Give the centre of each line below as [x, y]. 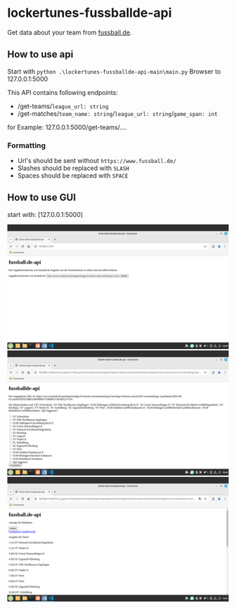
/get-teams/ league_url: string [63, 106]
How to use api [40, 54]
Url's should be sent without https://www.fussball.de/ [97, 161]
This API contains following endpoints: [63, 92]
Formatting [27, 145]
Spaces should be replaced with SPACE [73, 176]
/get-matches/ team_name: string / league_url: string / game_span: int [117, 113]
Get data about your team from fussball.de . [70, 32]
